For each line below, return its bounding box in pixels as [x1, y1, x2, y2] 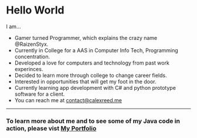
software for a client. [14, 90, 65, 97]
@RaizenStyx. [14, 41, 49, 48]
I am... [6, 23, 21, 30]
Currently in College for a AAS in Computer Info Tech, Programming [14, 46, 179, 53]
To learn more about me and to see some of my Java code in [6, 117, 181, 125]
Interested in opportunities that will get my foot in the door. [14, 78, 157, 85]
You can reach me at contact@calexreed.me [14, 96, 122, 103]
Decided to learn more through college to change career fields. [14, 72, 167, 79]
